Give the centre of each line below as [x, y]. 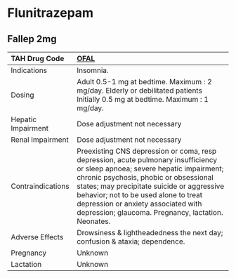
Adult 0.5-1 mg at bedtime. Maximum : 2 [144, 82]
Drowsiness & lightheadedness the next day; [150, 233]
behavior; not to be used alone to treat [140, 195]
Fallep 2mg [32, 39]
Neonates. [94, 221]
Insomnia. [93, 70]
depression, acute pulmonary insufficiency [147, 160]
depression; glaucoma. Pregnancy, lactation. [150, 212]
